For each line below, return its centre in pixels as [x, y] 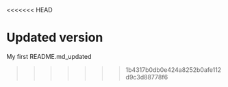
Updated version [55, 38]
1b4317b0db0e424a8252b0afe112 [174, 70]
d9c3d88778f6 [147, 77]
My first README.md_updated [49, 56]
